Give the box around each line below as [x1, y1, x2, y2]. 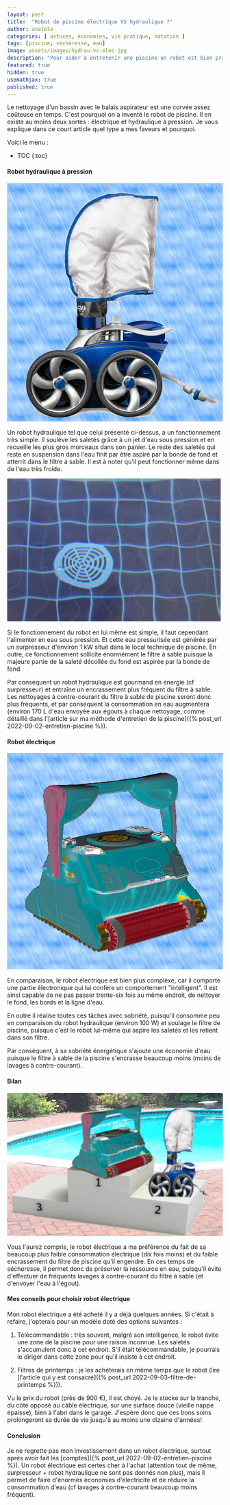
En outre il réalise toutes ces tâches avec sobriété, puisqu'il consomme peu [7, 1011, 220, 1020]
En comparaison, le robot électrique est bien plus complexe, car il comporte [7, 976, 221, 985]
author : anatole [7, 25, 53, 32]
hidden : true [7, 69, 44, 76]
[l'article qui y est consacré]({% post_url [16, 1373, 131, 1381]
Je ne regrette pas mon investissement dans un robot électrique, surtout [7, 1447, 212, 1455]
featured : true [7, 62, 51, 69]
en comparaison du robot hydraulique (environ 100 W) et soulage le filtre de [7, 1019, 221, 1027]
